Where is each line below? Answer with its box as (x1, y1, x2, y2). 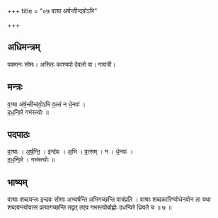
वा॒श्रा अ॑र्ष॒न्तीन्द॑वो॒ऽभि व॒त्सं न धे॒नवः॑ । (7, 100, 86, 108)
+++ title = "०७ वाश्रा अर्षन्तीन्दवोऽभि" (7, 7, 98, 15)
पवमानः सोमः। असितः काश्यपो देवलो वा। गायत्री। (7, 60, 116, 69)
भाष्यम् (7, 176, 28, 188)
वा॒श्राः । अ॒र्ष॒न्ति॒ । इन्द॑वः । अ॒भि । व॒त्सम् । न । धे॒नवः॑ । (7, 147, 133, 156)
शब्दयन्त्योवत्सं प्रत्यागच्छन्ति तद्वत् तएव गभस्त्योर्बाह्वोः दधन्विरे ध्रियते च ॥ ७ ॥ (7, 203, 172, 212)
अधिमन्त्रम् (7, 41, 40, 53)
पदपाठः (7, 129, 30, 141)
